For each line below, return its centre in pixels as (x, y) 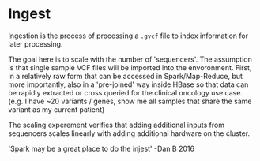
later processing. (36, 43)
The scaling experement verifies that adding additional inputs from (117, 125)
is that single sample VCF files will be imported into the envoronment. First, (130, 67)
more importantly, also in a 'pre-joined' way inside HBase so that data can (128, 84)
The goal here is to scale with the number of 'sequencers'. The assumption (130, 59)
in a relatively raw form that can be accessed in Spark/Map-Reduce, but (126, 76)
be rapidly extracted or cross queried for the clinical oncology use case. (126, 92)
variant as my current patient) (57, 109)
